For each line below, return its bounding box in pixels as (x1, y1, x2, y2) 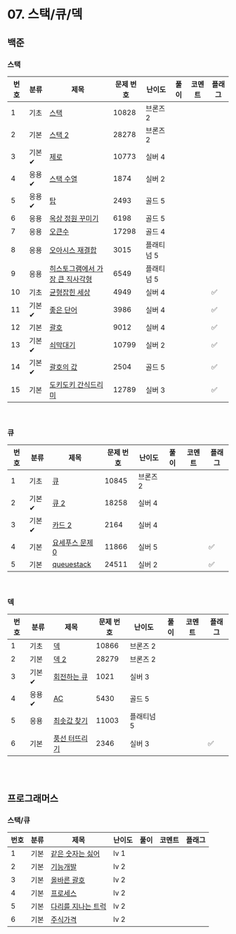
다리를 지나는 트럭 (50, 902, 107, 911)
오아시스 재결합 (49, 245, 97, 255)
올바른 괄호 (50, 876, 86, 885)
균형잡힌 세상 (49, 287, 91, 297)
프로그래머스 (7, 793, 58, 804)
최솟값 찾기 (53, 716, 88, 726)
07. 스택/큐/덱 (7, 6, 83, 23)
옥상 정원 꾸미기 (49, 213, 99, 223)
